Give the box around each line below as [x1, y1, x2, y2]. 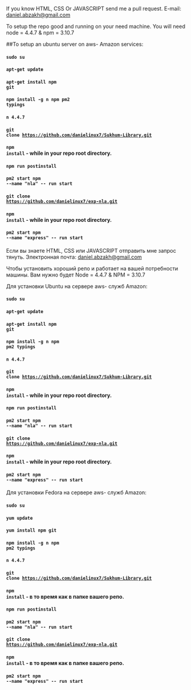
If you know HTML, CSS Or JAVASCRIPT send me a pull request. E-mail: [6, 5, 182, 12]
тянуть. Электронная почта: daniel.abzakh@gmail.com [6, 253, 142, 260]
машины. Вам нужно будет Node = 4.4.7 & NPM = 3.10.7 [6, 271, 146, 278]
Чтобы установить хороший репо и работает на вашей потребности [6, 265, 179, 272]
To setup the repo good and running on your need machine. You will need [6, 23, 186, 30]
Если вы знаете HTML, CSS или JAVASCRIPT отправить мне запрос [6, 247, 176, 254]
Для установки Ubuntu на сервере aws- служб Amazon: [6, 282, 148, 290]
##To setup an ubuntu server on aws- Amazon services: [6, 41, 144, 47]
